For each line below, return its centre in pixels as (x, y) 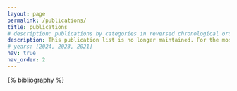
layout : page (26, 14)
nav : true (22, 54)
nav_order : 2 (26, 60)
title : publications (38, 27)
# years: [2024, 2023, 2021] (50, 47)
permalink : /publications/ (47, 20)
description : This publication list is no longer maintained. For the (113, 40)
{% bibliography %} (36, 80)
